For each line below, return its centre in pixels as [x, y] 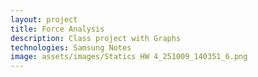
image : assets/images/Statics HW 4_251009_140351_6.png [129, 57]
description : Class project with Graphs [96, 38]
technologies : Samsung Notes [71, 47]
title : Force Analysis [57, 29]
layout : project [44, 19]
